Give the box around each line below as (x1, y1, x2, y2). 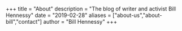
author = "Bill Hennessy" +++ (43, 18, 117, 25)
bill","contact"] (5, 18, 42, 25)
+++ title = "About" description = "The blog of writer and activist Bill (5, 5, 176, 12)
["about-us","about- (112, 12, 163, 19)
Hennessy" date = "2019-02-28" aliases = (5, 12, 111, 19)
